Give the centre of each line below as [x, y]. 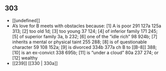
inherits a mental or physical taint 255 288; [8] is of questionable [79, 42]
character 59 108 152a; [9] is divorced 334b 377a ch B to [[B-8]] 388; [85, 47]
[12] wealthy [25, 58]
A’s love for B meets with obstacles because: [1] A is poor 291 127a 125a [87, 26]
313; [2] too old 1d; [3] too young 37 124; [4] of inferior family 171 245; [85, 31]
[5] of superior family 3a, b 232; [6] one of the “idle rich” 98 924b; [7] [85, 36]
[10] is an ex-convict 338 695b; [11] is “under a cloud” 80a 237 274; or [85, 52]
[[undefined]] [26, 20]
